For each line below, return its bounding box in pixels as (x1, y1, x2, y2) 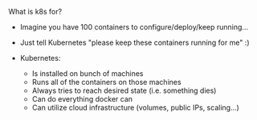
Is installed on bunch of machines (31, 69, 144, 78)
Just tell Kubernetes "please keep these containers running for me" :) (19, 38, 251, 47)
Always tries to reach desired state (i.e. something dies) (31, 86, 217, 95)
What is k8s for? (8, 7, 63, 16)
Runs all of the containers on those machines (31, 78, 182, 86)
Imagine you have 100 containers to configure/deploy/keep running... (19, 22, 249, 31)
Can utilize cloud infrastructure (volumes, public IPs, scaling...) (31, 103, 239, 112)
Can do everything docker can (31, 94, 133, 103)
